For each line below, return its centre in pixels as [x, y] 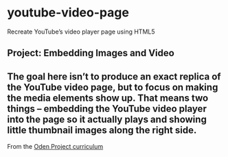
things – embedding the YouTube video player [107, 109]
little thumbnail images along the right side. [102, 130]
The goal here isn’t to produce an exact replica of [114, 76]
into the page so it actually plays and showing [107, 119]
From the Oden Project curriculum [55, 147]
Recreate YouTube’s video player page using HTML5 [81, 32]
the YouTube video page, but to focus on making [113, 87]
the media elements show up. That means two [108, 98]
